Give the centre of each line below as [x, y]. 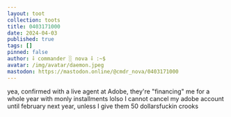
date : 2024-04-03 [32, 33]
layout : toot [26, 13]
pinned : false [28, 53]
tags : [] [20, 46]
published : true [31, 39]
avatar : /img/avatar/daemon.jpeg [56, 65]
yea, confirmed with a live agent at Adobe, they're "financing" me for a [109, 91]
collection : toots [34, 20]
